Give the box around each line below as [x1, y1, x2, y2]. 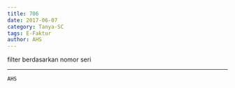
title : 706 [7, 10, 39, 17]
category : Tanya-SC [7, 23, 64, 30]
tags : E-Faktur [7, 29, 52, 37]
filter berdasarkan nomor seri [7, 55, 92, 64]
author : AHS [7, 36, 42, 43]
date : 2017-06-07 [7, 17, 58, 24]
